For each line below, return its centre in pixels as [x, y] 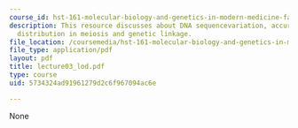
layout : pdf [31, 58]
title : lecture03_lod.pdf [57, 67]
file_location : [37, 42]
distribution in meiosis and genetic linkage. [105, 34]
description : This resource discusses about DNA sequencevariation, [138, 26]
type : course [33, 75]
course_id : [29, 17]
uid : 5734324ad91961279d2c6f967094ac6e [83, 83]
